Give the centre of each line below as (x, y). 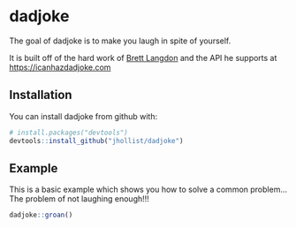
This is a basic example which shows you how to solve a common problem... (148, 190)
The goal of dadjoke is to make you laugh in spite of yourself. (120, 41)
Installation (41, 95)
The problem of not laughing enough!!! (80, 199)
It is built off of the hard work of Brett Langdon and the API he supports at (143, 57)
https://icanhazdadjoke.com (60, 67)
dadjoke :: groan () (41, 215)
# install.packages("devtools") (68, 133)
